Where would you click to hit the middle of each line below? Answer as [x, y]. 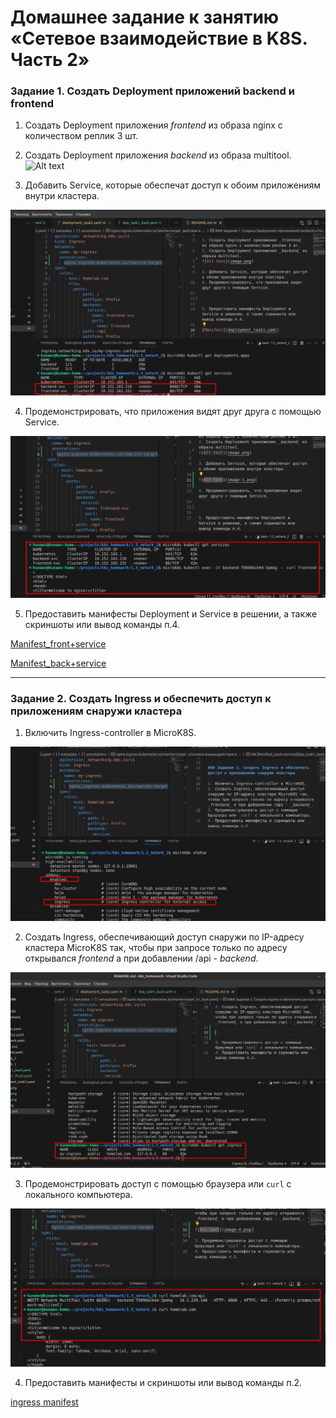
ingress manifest [44, 1402]
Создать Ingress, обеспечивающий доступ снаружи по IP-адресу [164, 937]
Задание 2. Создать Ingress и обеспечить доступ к [141, 698]
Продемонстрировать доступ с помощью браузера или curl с [158, 1183]
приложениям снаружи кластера [96, 711]
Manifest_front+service [58, 643]
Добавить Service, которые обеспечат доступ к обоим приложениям [173, 185]
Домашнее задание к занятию [145, 17]
